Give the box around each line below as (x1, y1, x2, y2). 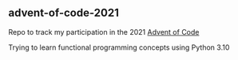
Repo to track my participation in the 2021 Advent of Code (8, 27, 200, 36)
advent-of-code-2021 (8, 6, 120, 20)
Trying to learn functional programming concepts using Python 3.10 (8, 43, 230, 52)
